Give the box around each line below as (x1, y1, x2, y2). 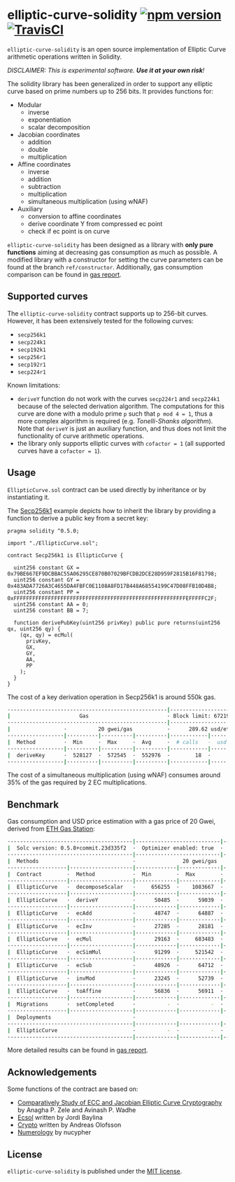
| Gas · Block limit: (7, 712, 211, 720)
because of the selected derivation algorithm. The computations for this (17, 402, 225, 410)
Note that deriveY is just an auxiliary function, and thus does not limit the (17, 424, 227, 432)
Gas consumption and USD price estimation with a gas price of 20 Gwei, (7, 817, 215, 826)
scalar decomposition (27, 122, 91, 131)
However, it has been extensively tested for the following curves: (7, 316, 194, 325)
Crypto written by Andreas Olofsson (17, 1120, 122, 1130)
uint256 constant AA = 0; (13, 600, 90, 608)
